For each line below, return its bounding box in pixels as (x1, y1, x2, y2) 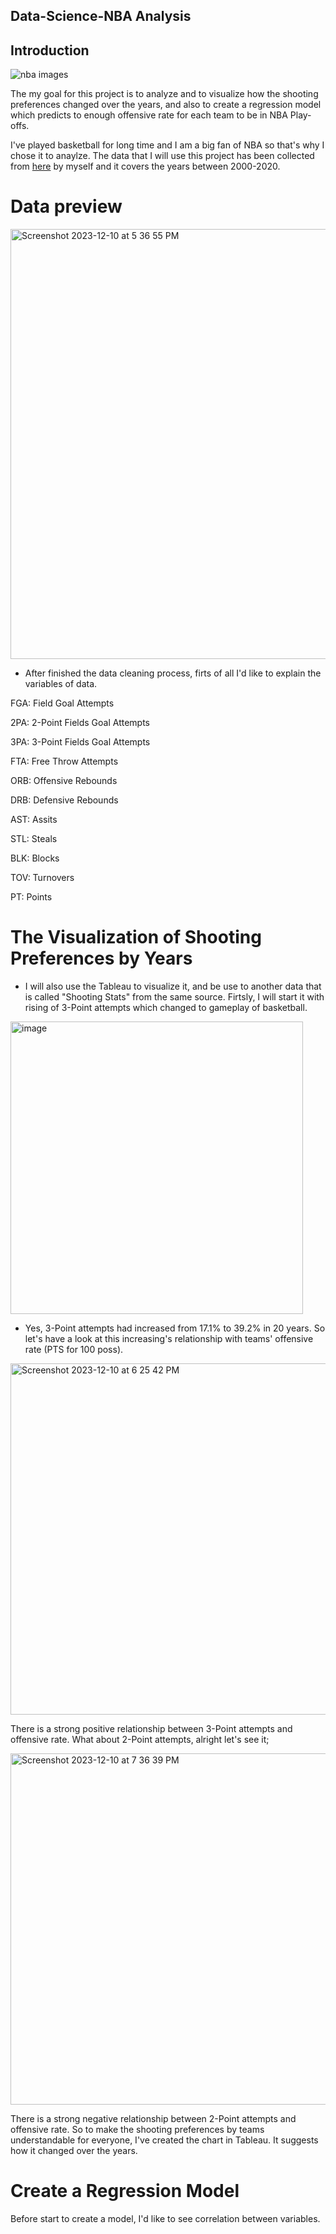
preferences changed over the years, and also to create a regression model (10, 99, 322, 111)
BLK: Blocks (10, 852, 60, 864)
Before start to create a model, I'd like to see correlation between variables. (10, 2213, 321, 2225)
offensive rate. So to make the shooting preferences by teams (10, 2124, 265, 2136)
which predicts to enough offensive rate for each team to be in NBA (10, 109, 288, 121)
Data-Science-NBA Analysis (10, 8, 192, 25)
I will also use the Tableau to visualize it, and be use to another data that (24, 980, 322, 993)
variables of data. (24, 678, 98, 690)
